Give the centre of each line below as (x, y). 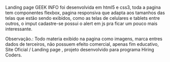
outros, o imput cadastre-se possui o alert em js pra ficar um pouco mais (81, 23)
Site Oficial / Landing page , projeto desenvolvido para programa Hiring (80, 50)
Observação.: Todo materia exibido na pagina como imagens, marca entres (84, 39)
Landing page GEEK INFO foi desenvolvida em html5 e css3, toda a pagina (83, 7)
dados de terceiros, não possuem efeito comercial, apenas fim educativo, (82, 44)
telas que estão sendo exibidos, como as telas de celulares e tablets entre (82, 18)
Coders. (14, 55)
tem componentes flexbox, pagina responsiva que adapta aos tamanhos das (85, 13)
